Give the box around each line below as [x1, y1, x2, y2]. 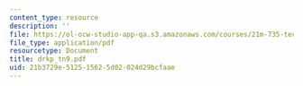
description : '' [9, 21, 70, 30]
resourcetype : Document [9, 47, 99, 56]
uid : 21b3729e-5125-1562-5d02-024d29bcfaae [9, 64, 176, 73]
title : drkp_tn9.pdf [9, 55, 87, 64]
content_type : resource [9, 13, 99, 22]
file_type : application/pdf [9, 38, 115, 47]
